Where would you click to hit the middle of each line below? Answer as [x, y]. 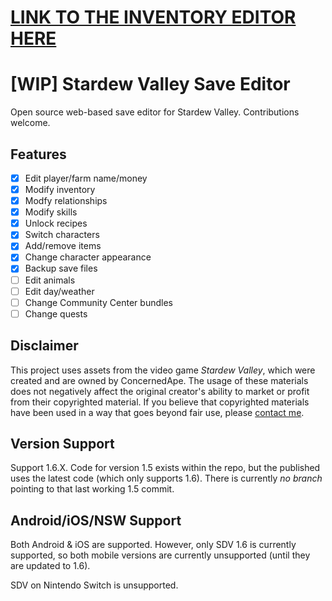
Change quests [56, 313]
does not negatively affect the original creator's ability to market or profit [160, 391]
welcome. [30, 123]
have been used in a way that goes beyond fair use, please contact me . [157, 412]
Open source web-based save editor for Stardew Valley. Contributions [155, 112]
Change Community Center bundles [98, 302]
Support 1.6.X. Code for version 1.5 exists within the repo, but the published [165, 468]
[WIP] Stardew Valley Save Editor [150, 84]
